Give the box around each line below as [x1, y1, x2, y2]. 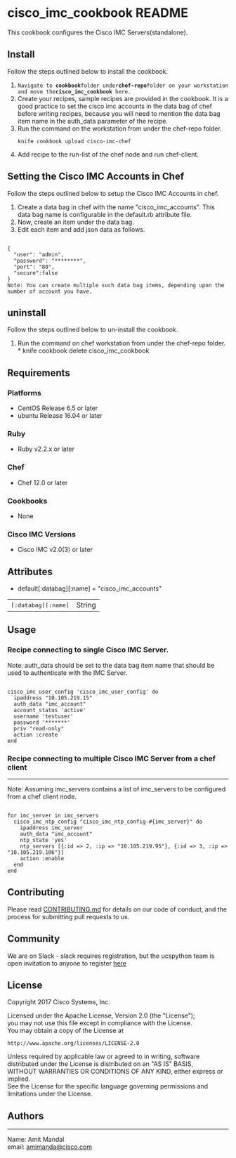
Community [7, 933, 60, 945]
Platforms [7, 388, 42, 397]
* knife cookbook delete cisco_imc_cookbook [17, 346, 150, 355]
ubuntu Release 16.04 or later [17, 412, 103, 420]
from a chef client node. [7, 792, 77, 801]
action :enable [20, 855, 65, 862]
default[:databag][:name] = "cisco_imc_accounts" [17, 584, 162, 593]
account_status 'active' [13, 706, 86, 713]
